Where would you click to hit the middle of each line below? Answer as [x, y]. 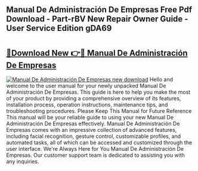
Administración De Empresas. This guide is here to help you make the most [98, 92]
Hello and [161, 79]
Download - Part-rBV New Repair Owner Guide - [97, 19]
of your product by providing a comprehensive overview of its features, [94, 98]
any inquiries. [23, 161]
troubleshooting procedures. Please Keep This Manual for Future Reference [99, 111]
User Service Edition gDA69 [59, 28]
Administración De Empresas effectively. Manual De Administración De [93, 123]
